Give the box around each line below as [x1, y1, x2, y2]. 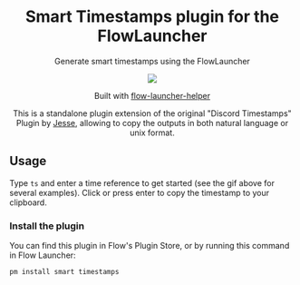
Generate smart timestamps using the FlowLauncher [53, 55, 251, 66]
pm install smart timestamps [9, 268, 120, 277]
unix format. [130, 127, 175, 138]
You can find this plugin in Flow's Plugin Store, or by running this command [9, 241, 290, 251]
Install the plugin [9, 220, 84, 232]
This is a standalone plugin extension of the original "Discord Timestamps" [13, 107, 292, 119]
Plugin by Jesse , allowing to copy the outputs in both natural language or [16, 117, 288, 128]
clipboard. [9, 197, 47, 208]
